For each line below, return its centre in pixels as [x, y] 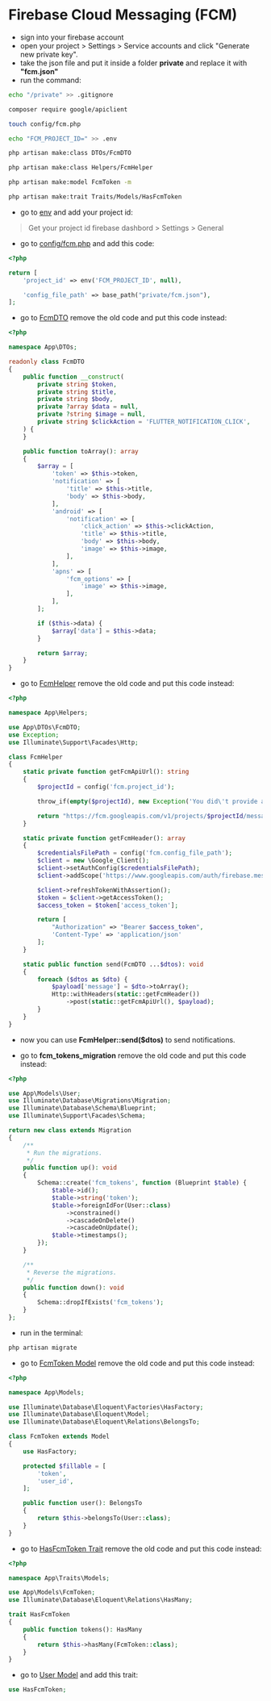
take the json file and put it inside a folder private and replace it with [133, 63]
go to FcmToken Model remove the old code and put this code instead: [138, 1363]
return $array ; [63, 653]
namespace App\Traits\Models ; [59, 1578]
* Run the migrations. [65, 1153]
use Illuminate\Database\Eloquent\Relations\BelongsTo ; [104, 1422]
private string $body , [75, 399]
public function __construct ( [74, 377]
